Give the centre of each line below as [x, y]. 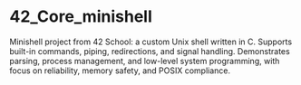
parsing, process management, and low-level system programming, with [145, 61]
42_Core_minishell [81, 17]
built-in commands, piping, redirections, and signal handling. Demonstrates [150, 51]
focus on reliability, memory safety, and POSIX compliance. [120, 71]
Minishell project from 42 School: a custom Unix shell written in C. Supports [151, 42]
